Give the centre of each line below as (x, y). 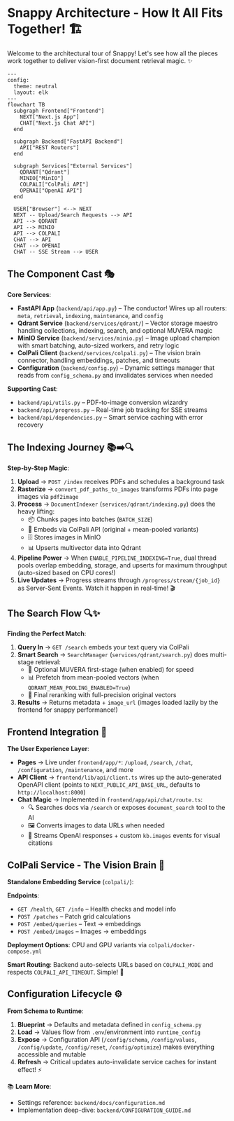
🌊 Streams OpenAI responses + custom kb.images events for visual (124, 836)
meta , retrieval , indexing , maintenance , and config (90, 315)
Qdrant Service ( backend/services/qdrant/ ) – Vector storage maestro (118, 323)
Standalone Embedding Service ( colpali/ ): (71, 882)
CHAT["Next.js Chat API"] (58, 123)
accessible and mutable (51, 1054)
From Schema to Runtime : (45, 1011)
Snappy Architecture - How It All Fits (115, 13)
